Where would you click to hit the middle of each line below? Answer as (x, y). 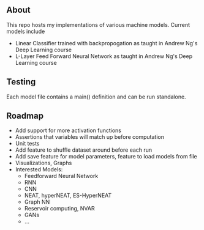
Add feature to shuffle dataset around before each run (84, 150)
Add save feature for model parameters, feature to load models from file (106, 157)
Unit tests (27, 144)
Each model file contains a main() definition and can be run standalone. (96, 97)
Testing (21, 82)
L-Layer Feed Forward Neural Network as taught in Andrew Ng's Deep (104, 56)
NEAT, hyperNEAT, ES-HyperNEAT (68, 196)
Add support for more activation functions (68, 130)
